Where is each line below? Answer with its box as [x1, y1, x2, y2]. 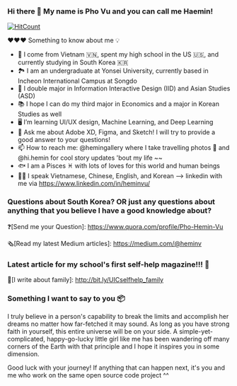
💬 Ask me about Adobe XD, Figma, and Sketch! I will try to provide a [17, 128, 216, 136]
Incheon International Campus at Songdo [17, 77, 138, 86]
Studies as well [17, 110, 62, 119]
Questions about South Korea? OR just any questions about [7, 197, 216, 207]
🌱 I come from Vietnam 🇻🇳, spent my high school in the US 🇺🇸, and [17, 50, 219, 59]
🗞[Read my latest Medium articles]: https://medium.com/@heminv [7, 239, 202, 247]
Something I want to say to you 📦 [7, 293, 125, 303]
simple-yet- [179, 327, 214, 336]
